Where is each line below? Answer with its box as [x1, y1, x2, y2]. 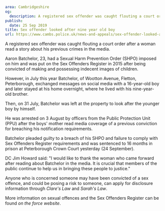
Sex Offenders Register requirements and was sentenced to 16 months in [5, 140, 153, 147]
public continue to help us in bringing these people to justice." [5, 166, 131, 172]
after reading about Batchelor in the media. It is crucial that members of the [5, 160, 157, 166]
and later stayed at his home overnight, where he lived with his [5, 86, 132, 92]
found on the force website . [5, 200, 61, 206]
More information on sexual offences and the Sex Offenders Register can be [5, 195, 159, 201]
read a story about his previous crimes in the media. [5, 46, 110, 52]
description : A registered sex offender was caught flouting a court [9, 14, 155, 19]
